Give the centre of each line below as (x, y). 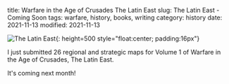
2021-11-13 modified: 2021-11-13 (54, 25)
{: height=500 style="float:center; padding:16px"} (128, 38)
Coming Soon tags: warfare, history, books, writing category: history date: (115, 17)
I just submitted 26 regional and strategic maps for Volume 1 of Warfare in (114, 52)
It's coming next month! (42, 73)
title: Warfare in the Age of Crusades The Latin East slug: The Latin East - (113, 10)
